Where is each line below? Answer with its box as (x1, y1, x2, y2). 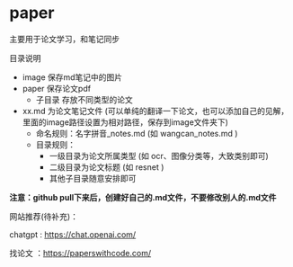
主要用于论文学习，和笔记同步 (9, 33, 120, 44)
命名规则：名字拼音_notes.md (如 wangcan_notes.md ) (35, 128, 238, 138)
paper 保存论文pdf (22, 83, 92, 93)
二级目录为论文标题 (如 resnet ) (49, 161, 164, 173)
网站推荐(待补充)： (9, 210, 79, 222)
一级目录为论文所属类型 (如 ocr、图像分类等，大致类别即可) (49, 150, 270, 161)
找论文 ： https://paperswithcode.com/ (9, 247, 151, 258)
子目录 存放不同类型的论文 (35, 93, 133, 105)
